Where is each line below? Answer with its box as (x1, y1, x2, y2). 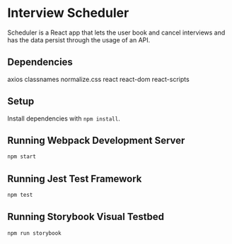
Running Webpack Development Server (7, 134, 185, 146)
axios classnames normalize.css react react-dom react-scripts (7, 75, 190, 83)
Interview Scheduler (7, 5, 129, 21)
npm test (7, 192, 33, 199)
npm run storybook (7, 229, 62, 237)
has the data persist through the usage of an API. (7, 35, 151, 44)
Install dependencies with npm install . (7, 114, 120, 123)
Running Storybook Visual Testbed (7, 211, 165, 223)
